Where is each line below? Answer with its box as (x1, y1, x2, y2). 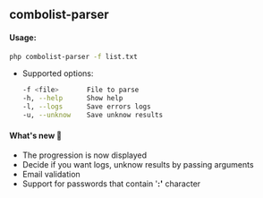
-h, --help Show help (21, 94, 123, 103)
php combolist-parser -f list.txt (9, 52, 139, 61)
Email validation (21, 169, 81, 180)
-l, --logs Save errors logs (21, 102, 151, 111)
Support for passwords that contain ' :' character (21, 178, 201, 189)
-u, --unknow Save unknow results (21, 111, 164, 120)
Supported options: (21, 68, 94, 79)
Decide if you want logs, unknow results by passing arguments (21, 159, 254, 170)
